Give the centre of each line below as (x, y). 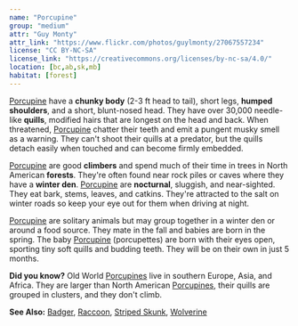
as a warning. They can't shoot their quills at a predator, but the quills (136, 138)
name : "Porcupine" (43, 17)
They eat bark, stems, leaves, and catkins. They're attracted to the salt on (144, 193)
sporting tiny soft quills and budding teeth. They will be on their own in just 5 (149, 249)
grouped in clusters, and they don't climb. (86, 294)
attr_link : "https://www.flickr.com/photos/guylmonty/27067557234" (137, 42)
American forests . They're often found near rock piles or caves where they (147, 175)
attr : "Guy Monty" (43, 34)
